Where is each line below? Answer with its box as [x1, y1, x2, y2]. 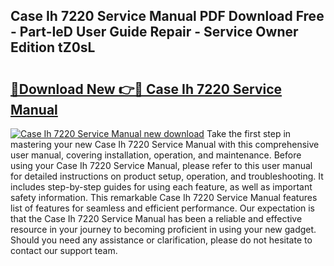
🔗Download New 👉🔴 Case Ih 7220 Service [10, 80, 283, 98]
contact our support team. [10, 245, 118, 256]
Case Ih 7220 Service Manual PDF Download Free [10, 8, 325, 25]
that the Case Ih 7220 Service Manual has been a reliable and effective [10, 213, 303, 224]
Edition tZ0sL [10, 39, 96, 56]
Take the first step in [206, 128, 292, 139]
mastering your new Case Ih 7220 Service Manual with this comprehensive [10, 139, 320, 150]
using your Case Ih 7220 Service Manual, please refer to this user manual [10, 160, 313, 171]
